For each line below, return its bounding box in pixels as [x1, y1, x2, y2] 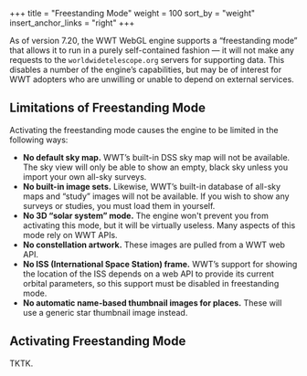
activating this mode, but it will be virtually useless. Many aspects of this [22, 219, 296, 231]
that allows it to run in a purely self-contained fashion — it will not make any [9, 45, 295, 56]
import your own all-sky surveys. [22, 171, 147, 182]
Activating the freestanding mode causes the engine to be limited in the [9, 124, 279, 135]
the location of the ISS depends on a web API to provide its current [22, 268, 274, 279]
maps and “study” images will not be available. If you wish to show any [22, 191, 290, 202]
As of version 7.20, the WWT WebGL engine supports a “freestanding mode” [9, 36, 298, 46]
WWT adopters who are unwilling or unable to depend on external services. [9, 74, 294, 85]
